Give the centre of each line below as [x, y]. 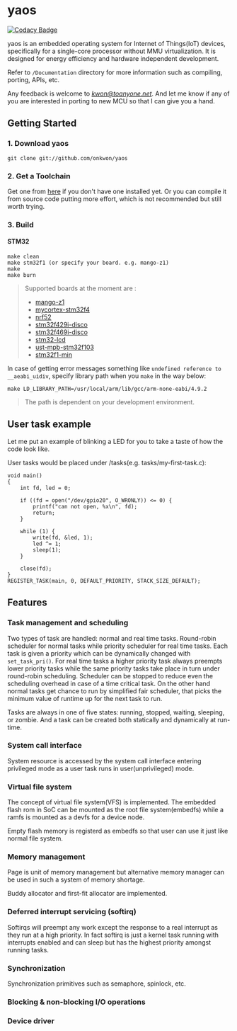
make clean [23, 257]
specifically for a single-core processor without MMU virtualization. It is [111, 51]
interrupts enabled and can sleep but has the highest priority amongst [109, 942]
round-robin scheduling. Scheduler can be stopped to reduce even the [110, 676]
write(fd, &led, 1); [63, 537]
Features [27, 603]
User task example [50, 425]
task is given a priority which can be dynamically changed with [99, 653]
